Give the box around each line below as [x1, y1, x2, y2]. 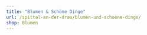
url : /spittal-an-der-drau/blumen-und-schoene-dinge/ [6, 14, 142, 20]
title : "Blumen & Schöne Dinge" [6, 8, 86, 15]
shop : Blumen [6, 20, 38, 26]
